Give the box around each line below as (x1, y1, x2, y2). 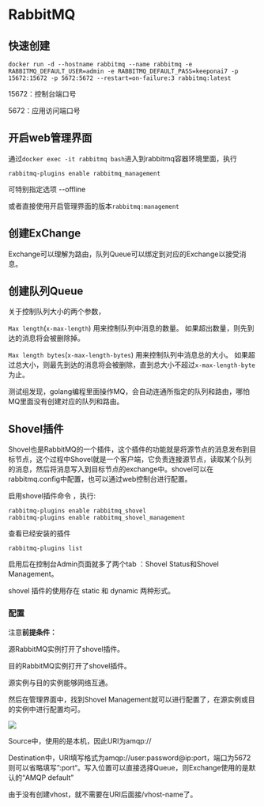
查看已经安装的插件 (8, 528, 71, 539)
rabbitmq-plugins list (8, 544, 83, 553)
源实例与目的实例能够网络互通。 (8, 678, 112, 687)
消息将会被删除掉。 (21, 334, 85, 343)
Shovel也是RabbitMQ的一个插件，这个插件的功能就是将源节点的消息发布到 (8, 445, 250, 454)
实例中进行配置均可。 (14, 704, 85, 713)
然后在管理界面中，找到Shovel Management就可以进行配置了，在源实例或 (8, 694, 249, 704)
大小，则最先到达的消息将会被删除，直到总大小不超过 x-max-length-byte (21, 360, 255, 369)
